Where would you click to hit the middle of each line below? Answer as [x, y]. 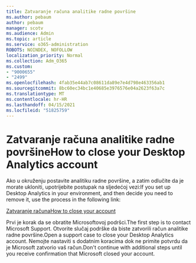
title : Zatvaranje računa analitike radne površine [71, 11]
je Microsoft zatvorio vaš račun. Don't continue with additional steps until [94, 248]
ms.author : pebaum [29, 17]
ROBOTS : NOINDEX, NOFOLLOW [39, 50]
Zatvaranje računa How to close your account [61, 211]
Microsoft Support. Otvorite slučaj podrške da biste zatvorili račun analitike [97, 229]
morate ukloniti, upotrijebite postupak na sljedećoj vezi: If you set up [89, 187]
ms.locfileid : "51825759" [38, 110]
